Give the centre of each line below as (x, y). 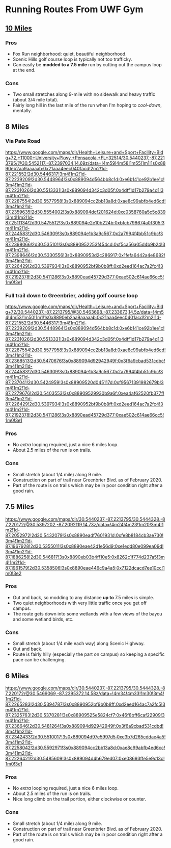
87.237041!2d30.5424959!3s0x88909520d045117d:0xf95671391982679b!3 (84, 382)
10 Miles (19, 28)
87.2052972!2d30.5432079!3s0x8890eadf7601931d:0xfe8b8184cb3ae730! (84, 535)
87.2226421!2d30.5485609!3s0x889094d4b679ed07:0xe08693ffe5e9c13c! (85, 758)
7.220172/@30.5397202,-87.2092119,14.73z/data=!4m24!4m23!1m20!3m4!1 (84, 524)
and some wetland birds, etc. (43, 619)
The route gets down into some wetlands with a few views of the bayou (87, 613)
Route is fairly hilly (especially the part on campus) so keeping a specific (89, 654)
